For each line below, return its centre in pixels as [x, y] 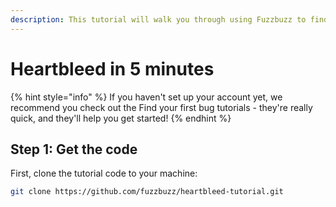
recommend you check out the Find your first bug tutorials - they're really [161, 107]
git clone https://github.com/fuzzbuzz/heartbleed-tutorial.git [147, 192]
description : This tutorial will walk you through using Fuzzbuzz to [158, 19]
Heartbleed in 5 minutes [112, 68]
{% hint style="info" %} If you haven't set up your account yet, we [146, 97]
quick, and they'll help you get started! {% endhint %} [121, 118]
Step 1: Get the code [74, 149]
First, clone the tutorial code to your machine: [104, 173]
